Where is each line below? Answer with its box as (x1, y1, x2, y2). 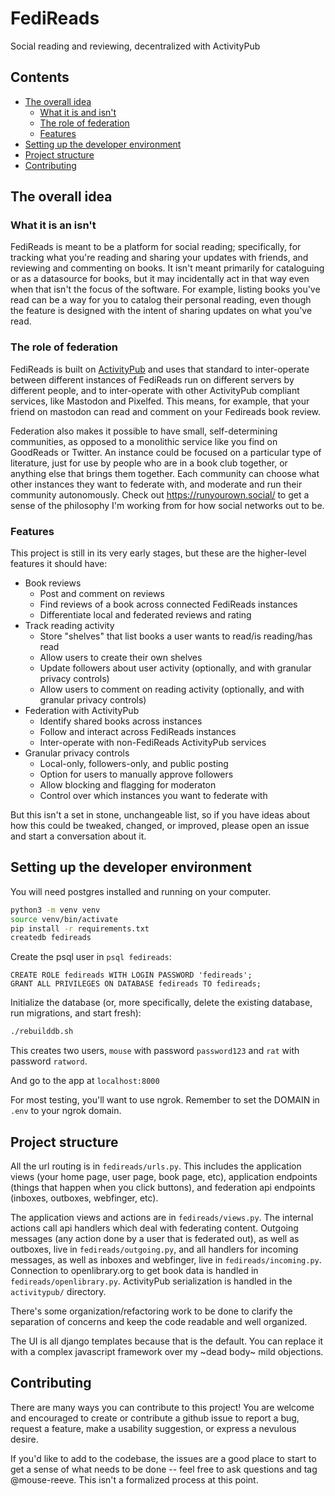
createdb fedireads (10, 933, 92, 943)
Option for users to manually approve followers (39, 768, 234, 781)
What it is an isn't (10, 218, 97, 232)
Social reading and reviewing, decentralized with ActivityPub (10, 40, 261, 52)
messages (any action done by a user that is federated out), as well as (10, 1233, 300, 1245)
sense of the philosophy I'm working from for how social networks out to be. (10, 499, 325, 511)
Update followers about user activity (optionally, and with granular (39, 662, 312, 674)
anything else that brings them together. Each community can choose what (10, 467, 320, 479)
